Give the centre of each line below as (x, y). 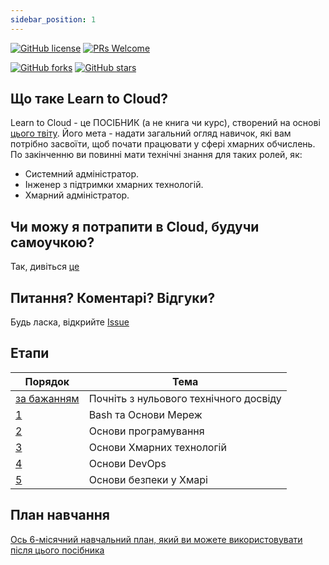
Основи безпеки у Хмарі (148, 479)
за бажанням (47, 398)
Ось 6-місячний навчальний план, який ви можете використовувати (156, 539)
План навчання (60, 515)
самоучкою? (52, 242)
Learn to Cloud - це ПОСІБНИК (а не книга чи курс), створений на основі (165, 123)
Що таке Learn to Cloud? (89, 99)
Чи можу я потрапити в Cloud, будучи (135, 226)
